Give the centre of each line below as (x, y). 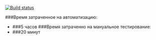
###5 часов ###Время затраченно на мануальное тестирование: (81, 27)
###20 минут (26, 32)
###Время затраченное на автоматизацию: (51, 17)
